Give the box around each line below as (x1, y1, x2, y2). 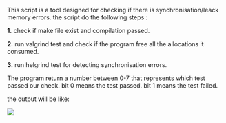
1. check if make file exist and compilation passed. (7, 27, 150, 35)
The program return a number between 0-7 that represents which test (7, 74, 205, 82)
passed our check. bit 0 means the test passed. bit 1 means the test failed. (7, 82, 218, 89)
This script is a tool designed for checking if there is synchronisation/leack (7, 6, 219, 14)
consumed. (7, 48, 39, 55)
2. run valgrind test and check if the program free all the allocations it (7, 40, 205, 48)
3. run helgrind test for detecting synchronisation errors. (7, 61, 167, 68)
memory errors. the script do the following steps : (7, 13, 148, 21)
